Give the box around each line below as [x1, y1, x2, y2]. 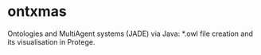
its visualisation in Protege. [7, 37, 95, 46]
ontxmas [7, 2, 67, 21]
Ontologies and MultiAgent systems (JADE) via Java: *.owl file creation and [7, 29, 254, 38]
